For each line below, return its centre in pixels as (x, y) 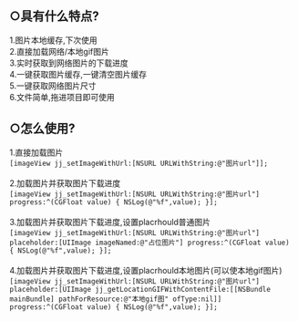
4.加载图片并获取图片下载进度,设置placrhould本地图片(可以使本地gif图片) (146, 270)
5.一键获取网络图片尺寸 (53, 86)
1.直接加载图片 (36, 152)
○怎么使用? (42, 129)
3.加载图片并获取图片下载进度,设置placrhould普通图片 (110, 222)
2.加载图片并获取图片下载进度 (65, 183)
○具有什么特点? (54, 16)
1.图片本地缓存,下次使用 (53, 40)
